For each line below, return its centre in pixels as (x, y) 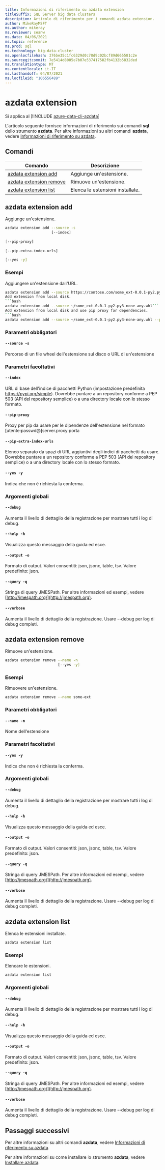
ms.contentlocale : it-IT (30, 69)
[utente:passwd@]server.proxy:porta (42, 431)
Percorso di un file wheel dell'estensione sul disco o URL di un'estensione (80, 354)
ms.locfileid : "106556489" (33, 78)
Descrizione (105, 165)
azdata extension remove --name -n (41, 660)
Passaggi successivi (37, 1130)
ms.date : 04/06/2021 (26, 37)
